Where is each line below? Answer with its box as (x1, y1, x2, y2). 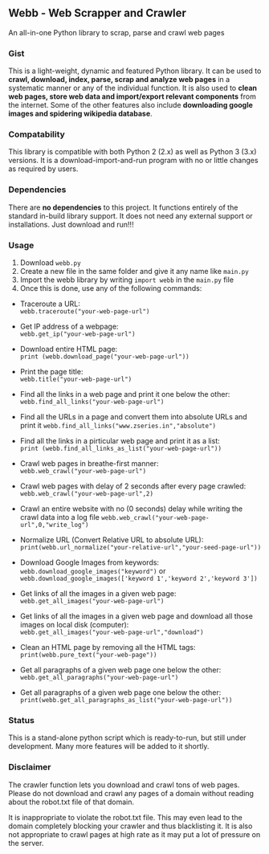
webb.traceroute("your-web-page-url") (19, 308, 150, 316)
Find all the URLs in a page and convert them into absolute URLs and (19, 412, 247, 421)
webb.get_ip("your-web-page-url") (19, 330, 136, 338)
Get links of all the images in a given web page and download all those (19, 611, 253, 621)
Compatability (8, 129, 66, 140)
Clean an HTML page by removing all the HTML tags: (19, 643, 196, 652)
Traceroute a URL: (19, 299, 80, 309)
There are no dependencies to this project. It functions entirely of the (8, 202, 238, 212)
